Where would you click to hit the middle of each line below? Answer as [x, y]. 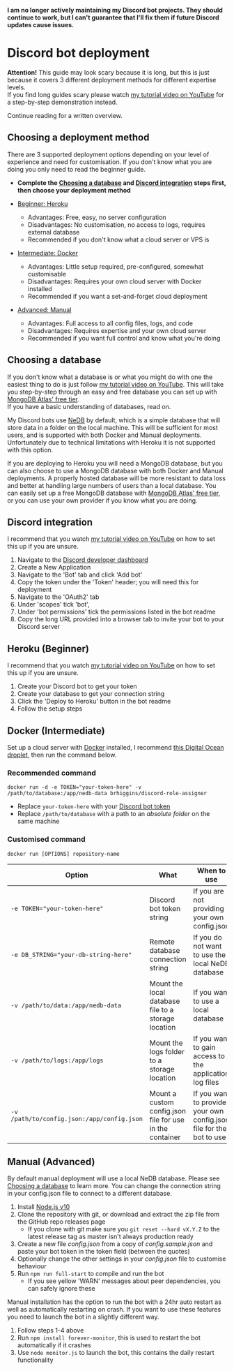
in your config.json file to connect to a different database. [89, 1194]
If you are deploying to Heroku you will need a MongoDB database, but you [115, 463]
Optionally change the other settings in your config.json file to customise [122, 1259]
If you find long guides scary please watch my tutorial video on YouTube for [116, 94]
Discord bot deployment [78, 53]
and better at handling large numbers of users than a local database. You [112, 485]
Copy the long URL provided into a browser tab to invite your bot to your [121, 619]
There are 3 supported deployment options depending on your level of [108, 154]
